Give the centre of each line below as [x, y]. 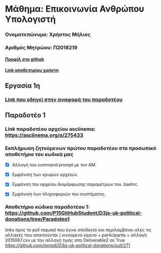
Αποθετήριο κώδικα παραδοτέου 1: [48, 207]
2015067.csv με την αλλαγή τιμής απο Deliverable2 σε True [65, 240]
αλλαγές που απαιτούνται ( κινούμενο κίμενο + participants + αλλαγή [76, 235]
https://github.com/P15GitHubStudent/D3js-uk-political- [73, 213]
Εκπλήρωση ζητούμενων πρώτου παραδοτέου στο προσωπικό [81, 148]
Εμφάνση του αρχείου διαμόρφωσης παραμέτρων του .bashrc [75, 184]
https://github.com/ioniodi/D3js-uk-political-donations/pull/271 [68, 245]
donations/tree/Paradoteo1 [37, 219]
